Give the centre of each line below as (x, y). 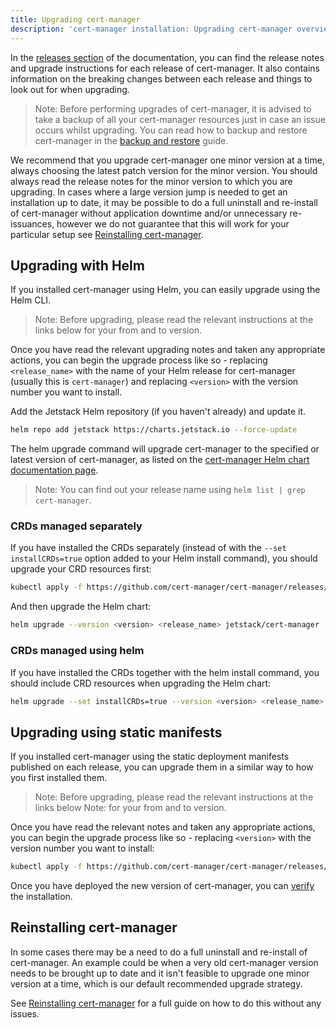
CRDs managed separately (76, 526)
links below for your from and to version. (118, 330)
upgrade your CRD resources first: (81, 569)
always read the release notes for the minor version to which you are (151, 181)
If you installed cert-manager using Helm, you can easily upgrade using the (165, 290)
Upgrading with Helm (77, 265)
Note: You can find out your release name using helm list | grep (170, 490)
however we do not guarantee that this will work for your (173, 223)
